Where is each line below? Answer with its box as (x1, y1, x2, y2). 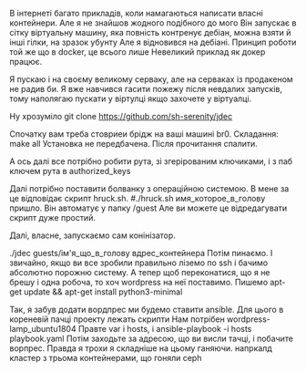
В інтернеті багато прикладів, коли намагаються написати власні (9, 8, 264, 18)
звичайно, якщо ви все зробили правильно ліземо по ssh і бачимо (9, 257, 269, 268)
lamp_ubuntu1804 (9, 324, 76, 334)
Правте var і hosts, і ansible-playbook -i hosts (77, 324, 252, 334)
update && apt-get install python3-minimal (24, 286, 183, 297)
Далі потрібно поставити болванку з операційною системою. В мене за (9, 183, 290, 194)
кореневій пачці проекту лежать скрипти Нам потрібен (9, 314, 225, 325)
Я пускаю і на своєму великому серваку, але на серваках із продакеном (9, 74, 293, 85)
